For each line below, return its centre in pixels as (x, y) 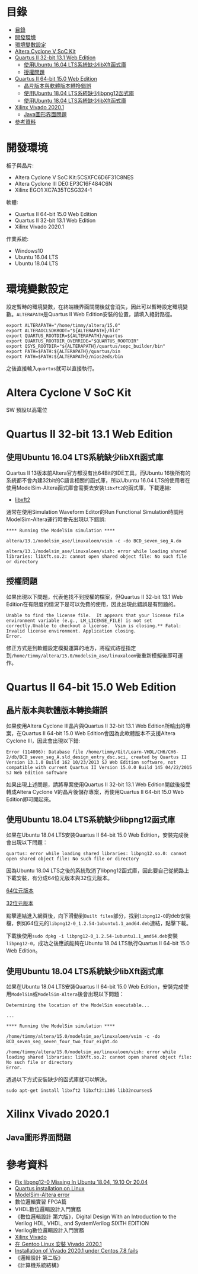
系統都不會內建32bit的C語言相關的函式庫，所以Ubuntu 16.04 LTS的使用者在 (98, 480)
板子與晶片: (20, 165)
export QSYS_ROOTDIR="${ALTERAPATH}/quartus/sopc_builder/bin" (86, 346)
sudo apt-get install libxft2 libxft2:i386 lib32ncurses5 (79, 1091)
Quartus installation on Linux (49, 1188)
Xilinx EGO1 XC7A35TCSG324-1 (53, 190)
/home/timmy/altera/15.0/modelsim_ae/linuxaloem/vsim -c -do (83, 1037)
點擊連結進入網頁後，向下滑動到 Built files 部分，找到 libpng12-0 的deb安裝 (98, 916)
